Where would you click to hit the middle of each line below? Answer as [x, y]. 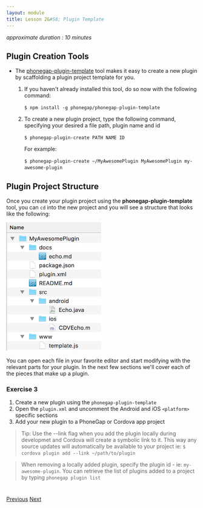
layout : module [25, 13]
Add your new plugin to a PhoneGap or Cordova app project [90, 422]
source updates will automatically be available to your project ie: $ [103, 447]
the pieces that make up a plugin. [48, 374]
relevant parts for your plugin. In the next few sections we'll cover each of [98, 367]
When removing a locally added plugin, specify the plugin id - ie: [102, 465]
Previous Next [24, 499]
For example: [40, 149]
